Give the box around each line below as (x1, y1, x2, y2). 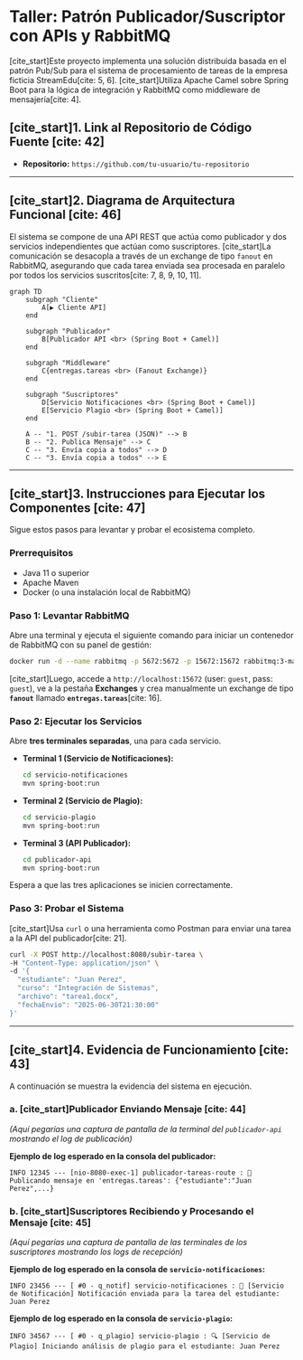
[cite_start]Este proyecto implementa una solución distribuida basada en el (9, 55, 287, 66)
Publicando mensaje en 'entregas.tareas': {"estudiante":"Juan (9, 1176, 252, 1185)
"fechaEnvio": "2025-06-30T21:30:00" (17, 1000, 160, 1009)
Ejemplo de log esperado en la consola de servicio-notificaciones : (9, 1264, 266, 1275)
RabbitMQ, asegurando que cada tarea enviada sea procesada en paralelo (9, 260, 286, 270)
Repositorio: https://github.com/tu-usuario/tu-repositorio (22, 158, 250, 169)
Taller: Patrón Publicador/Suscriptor (9, 6, 286, 27)
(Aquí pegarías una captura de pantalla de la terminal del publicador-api (9, 1123, 282, 1134)
